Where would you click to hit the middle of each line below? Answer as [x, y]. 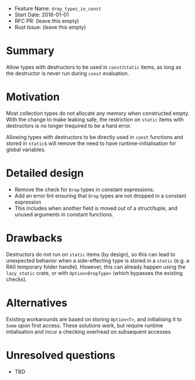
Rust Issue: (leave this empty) [50, 27]
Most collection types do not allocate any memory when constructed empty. [98, 113]
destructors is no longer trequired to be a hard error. [69, 125]
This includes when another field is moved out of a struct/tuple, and [96, 208]
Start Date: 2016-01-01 [41, 15]
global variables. [26, 150]
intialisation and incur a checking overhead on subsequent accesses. [89, 331]
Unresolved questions [61, 355]
